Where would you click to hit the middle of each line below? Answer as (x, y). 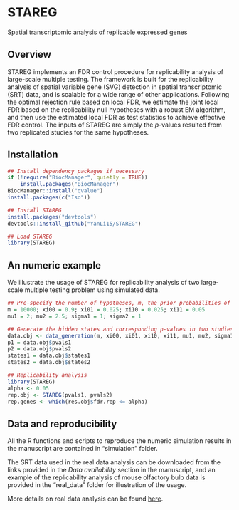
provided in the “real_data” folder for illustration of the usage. (97, 485)
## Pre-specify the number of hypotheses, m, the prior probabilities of (119, 303)
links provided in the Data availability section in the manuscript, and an (111, 470)
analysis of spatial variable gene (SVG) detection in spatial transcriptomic (115, 87)
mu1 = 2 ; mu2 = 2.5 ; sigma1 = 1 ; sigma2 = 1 (74, 316)
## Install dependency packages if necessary (76, 171)
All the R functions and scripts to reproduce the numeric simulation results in (119, 441)
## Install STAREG (34, 210)
